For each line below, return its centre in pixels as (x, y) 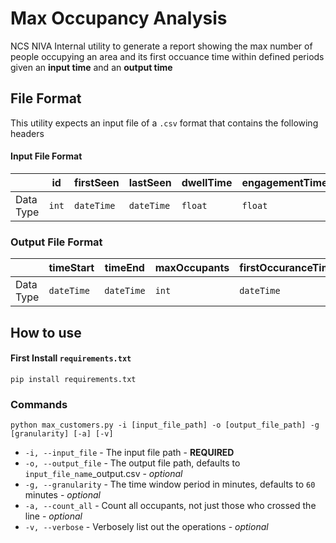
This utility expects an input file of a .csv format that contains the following (164, 123)
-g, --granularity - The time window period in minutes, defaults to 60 (170, 484)
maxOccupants (192, 268)
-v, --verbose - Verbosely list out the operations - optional (146, 527)
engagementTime (284, 182)
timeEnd (124, 268)
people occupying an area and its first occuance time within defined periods (167, 56)
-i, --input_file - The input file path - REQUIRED (129, 453)
